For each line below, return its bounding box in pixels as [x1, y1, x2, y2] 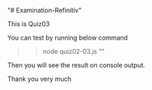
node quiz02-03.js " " [42, 47, 105, 55]
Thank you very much [7, 74, 72, 83]
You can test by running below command [7, 33, 128, 42]
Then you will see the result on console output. [7, 61, 146, 69]
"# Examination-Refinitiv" [7, 6, 82, 14]
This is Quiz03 [7, 20, 50, 28]
